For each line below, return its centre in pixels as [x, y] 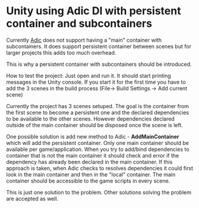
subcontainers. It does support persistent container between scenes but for [99, 46]
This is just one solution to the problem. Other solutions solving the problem [99, 192]
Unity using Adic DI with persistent [94, 11]
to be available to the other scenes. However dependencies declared [91, 119]
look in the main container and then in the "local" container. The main [91, 174]
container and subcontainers [79, 23]
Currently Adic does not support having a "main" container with [84, 40]
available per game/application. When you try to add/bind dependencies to [98, 149]
